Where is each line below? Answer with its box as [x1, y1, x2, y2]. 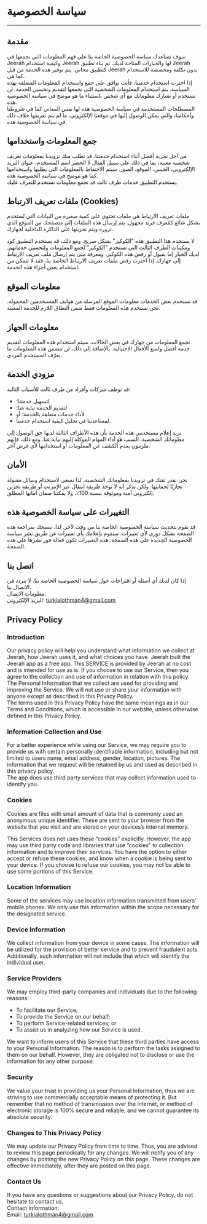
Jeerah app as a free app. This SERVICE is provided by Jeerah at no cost [7, 660, 192, 667]
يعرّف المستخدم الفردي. [7, 352, 62, 358]
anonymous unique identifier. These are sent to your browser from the [7, 816, 185, 824]
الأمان [7, 460, 27, 470]
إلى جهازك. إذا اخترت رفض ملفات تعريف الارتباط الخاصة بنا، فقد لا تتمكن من [7, 257, 181, 264]
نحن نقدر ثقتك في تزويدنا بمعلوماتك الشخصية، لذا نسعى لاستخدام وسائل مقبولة [7, 476, 188, 483]
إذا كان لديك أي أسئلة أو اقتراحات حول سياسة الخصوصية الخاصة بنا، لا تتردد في [7, 577, 186, 585]
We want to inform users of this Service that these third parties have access [7, 1038, 199, 1046]
